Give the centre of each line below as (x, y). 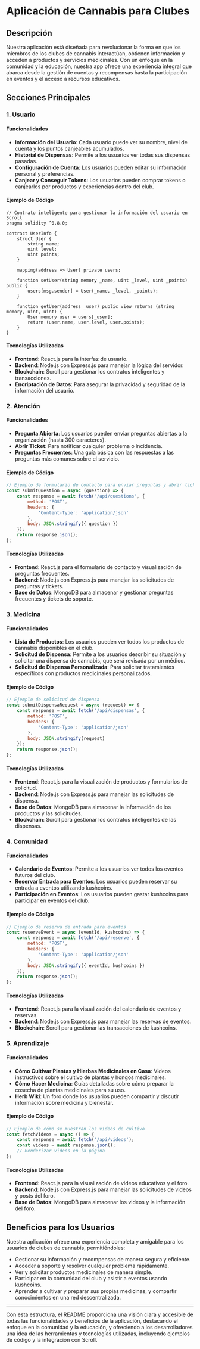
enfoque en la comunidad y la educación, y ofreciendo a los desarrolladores (100, 1327)
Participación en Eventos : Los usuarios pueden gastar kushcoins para (101, 894)
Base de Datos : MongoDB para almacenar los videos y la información (100, 1202)
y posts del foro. (35, 1196)
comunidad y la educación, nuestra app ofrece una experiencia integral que (99, 66)
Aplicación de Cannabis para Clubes (98, 11)
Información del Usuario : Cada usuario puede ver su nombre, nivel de (101, 142)
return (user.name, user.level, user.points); (86, 322)
